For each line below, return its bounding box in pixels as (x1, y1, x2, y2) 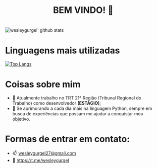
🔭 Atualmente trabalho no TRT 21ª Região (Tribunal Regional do (12, 95, 142, 101)
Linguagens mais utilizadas (5, 45, 120, 56)
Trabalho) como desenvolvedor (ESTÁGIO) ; (12, 100, 101, 106)
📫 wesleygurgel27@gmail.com (12, 150, 76, 156)
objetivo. (12, 116, 31, 122)
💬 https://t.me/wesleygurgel (12, 158, 69, 164)
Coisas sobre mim (5, 79, 81, 90)
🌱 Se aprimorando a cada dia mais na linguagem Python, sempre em (12, 105, 153, 111)
